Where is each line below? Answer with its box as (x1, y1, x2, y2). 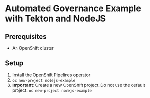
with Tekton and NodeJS (5, 13, 106, 24)
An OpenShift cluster (12, 45, 54, 51)
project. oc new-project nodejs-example (12, 87, 92, 93)
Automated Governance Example (5, 3, 142, 14)
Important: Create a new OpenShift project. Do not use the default (12, 82, 146, 88)
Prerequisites (5, 32, 47, 41)
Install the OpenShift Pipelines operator (12, 72, 91, 78)
